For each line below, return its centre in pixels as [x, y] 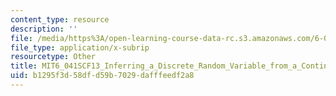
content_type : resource [60, 19]
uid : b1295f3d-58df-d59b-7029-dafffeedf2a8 [102, 76]
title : [24, 66]
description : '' [44, 29]
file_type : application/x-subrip [80, 47]
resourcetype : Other [53, 57]
